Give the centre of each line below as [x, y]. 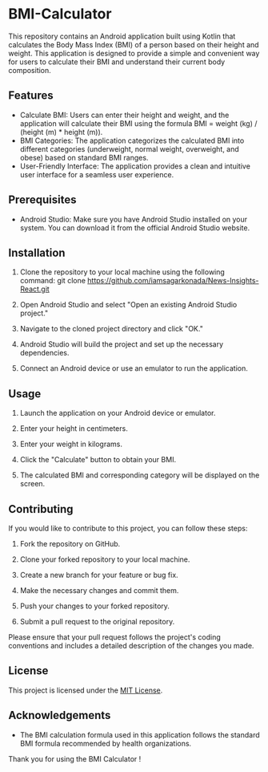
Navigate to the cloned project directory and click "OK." [112, 329]
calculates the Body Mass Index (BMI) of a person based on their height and [134, 44]
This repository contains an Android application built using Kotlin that [122, 36]
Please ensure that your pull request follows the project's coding [115, 637]
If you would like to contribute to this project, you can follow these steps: [128, 528]
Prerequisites [42, 200]
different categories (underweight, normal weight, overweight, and [130, 148]
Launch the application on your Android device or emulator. [118, 413]
